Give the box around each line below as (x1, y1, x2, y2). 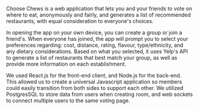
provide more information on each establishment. (6, 60, 126, 67)
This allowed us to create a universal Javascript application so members (6, 78, 182, 85)
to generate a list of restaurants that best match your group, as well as (6, 54, 178, 61)
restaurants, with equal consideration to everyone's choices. (6, 18, 154, 24)
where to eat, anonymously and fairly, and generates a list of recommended (6, 11, 191, 18)
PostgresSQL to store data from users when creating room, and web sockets (6, 91, 193, 98)
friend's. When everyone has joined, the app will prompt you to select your (6, 35, 188, 42)
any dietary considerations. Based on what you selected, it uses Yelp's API (6, 48, 188, 55)
